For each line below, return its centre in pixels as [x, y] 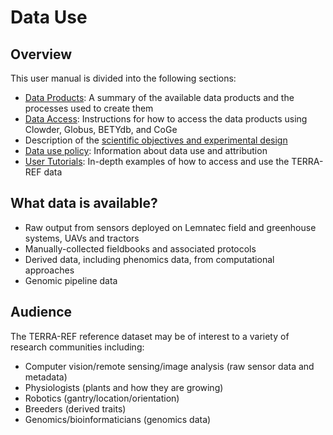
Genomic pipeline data [71, 280]
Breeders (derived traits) [75, 408]
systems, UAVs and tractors [82, 238]
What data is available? [84, 203]
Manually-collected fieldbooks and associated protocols [140, 248]
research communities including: [77, 347]
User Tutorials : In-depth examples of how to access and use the [157, 161]
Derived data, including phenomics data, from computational [149, 259]
